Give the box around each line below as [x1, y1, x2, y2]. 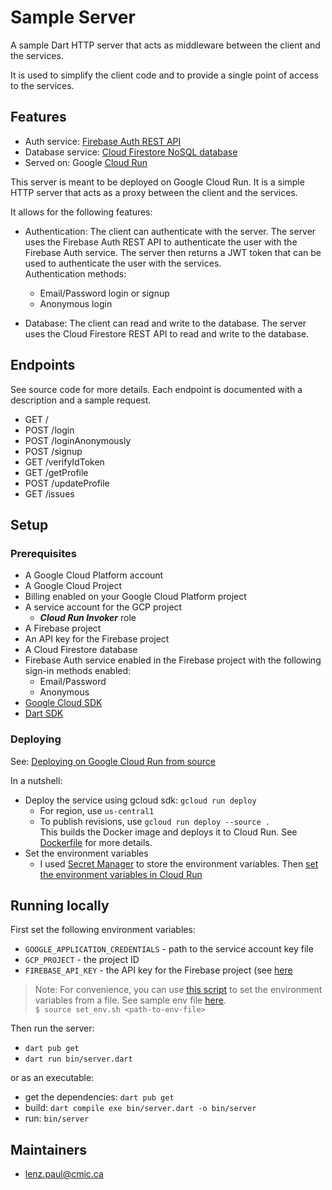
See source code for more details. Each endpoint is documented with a [10, 383, 303, 395]
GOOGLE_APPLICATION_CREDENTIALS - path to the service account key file [24, 943, 314, 955]
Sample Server [10, 6, 136, 29]
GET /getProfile [24, 466, 89, 478]
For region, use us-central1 [39, 804, 155, 816]
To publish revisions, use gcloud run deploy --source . [39, 815, 270, 827]
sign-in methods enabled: [24, 665, 132, 677]
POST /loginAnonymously [24, 434, 132, 446]
